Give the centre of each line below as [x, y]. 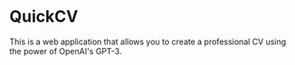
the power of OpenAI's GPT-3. [66, 51]
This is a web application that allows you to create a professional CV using [148, 42]
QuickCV [44, 17]
